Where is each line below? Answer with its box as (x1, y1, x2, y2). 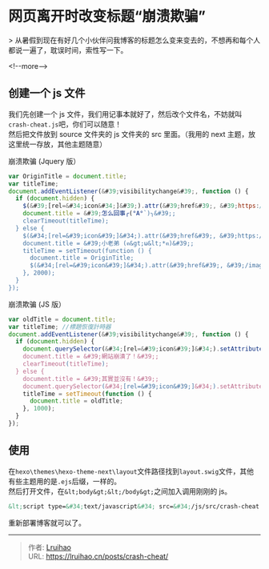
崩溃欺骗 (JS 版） (8, 299, 66, 309)
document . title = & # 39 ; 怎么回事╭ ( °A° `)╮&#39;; (22, 210, 176, 218)
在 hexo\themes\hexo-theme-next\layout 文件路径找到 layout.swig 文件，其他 (8, 466, 255, 476)
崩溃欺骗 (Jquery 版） (8, 156, 81, 166)
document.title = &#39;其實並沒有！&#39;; (22, 375, 159, 383)
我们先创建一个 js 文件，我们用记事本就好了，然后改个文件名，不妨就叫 (8, 109, 243, 118)
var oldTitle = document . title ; (8, 315, 116, 323)
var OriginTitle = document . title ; (8, 172, 127, 180)
